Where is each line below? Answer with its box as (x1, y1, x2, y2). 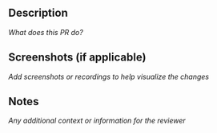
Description (8, 6, 68, 20)
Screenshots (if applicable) (8, 51, 147, 65)
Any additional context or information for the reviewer (8, 115, 186, 126)
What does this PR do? (8, 27, 84, 37)
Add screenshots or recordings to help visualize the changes (8, 72, 210, 81)
